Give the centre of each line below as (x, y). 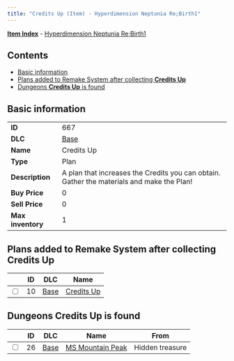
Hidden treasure (161, 347)
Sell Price (27, 204)
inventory (27, 224)
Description (31, 177)
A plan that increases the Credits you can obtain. (141, 173)
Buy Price (27, 193)
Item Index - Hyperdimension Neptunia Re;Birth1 (77, 33)
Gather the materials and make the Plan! (127, 182)
